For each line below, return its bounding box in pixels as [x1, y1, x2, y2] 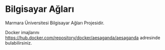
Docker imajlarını [5, 29, 40, 35]
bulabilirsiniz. [5, 40, 32, 46]
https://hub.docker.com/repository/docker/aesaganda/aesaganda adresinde [5, 35, 161, 41]
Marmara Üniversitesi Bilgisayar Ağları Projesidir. [5, 20, 105, 26]
